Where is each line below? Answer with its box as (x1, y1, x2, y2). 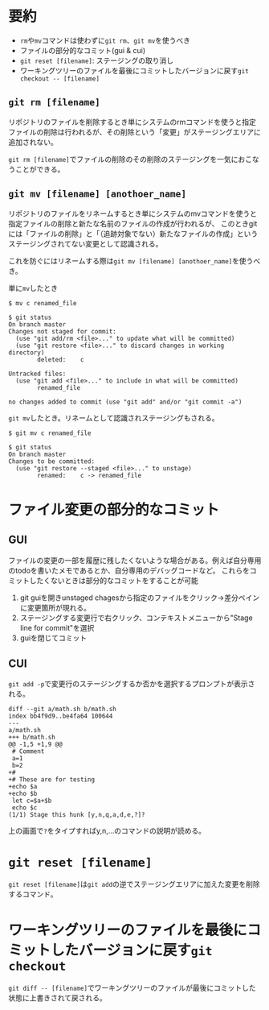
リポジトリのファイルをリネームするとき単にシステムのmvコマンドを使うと (8, 209, 258, 218)
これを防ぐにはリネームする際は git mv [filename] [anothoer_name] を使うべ (8, 255, 261, 266)
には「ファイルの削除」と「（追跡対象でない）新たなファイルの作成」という (8, 229, 259, 238)
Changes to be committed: (8, 457, 95, 466)
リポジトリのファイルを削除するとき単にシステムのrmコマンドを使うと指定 (8, 117, 257, 126)
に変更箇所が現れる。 (19, 602, 91, 612)
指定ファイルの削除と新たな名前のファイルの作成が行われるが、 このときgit (8, 218, 258, 228)
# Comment (11, 747, 45, 755)
